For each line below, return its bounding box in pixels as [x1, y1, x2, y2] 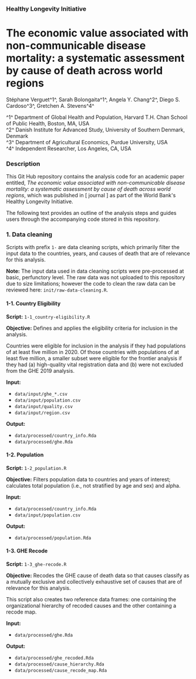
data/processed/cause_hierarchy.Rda [14, 661, 104, 667]
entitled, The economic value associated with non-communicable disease [6, 179, 185, 187]
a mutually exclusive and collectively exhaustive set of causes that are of [6, 578, 183, 585]
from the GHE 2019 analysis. [6, 367, 75, 374]
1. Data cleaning [6, 230, 53, 239]
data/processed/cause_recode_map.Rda [14, 668, 107, 674]
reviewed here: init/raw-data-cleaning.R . [6, 286, 109, 293]
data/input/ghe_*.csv [14, 391, 67, 397]
